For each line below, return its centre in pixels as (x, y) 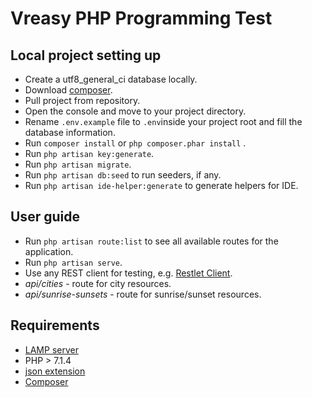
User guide (45, 217)
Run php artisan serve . (73, 262)
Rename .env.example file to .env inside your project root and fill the (163, 121)
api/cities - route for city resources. (98, 283)
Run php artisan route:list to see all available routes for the (151, 241)
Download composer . (68, 90)
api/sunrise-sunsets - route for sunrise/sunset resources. (143, 294)
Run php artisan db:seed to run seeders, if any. (123, 175)
